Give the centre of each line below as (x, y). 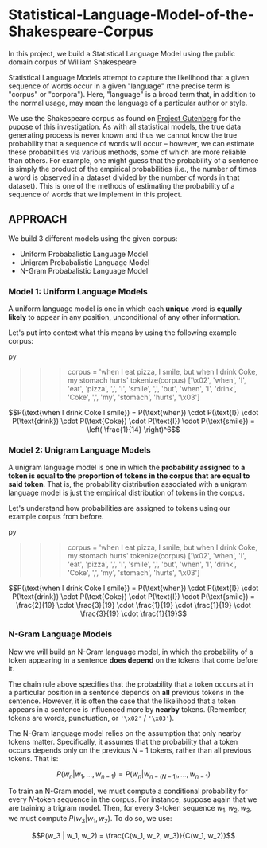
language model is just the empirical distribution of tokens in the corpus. (126, 493)
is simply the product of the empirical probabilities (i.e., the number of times (132, 169)
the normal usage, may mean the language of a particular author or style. (128, 103)
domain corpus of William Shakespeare (72, 62)
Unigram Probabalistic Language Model (85, 262)
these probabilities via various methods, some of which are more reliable (127, 152)
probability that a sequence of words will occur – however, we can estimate (132, 143)
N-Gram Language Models (60, 634)
